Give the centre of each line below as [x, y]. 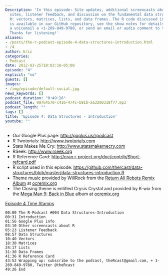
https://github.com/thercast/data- [108, 167]
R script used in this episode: [42, 167]
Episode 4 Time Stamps [30, 203]
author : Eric [19, 51]
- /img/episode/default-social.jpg [42, 89]
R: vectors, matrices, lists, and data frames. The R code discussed [83, 19]
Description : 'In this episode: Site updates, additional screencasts [80, 10]
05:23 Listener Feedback [31, 230]
